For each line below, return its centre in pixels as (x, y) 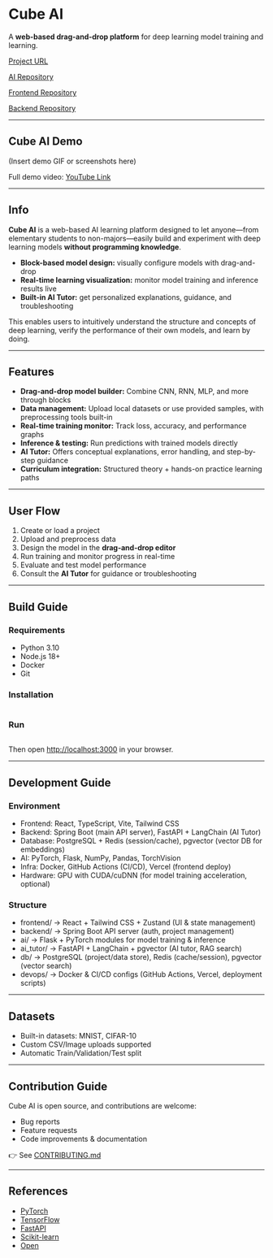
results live (38, 288)
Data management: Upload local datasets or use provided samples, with (142, 409)
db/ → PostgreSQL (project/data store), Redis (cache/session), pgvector (141, 957)
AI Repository (31, 76)
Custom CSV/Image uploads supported (86, 1044)
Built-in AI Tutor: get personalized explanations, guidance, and (126, 297)
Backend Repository (42, 108)
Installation (31, 694)
